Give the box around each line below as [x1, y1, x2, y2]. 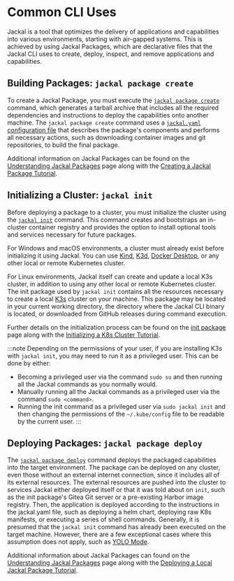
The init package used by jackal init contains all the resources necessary [7, 287, 224, 295]
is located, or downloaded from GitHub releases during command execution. [7, 309, 228, 318]
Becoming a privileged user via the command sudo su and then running [17, 372, 223, 381]
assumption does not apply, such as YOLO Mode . [7, 538, 149, 546]
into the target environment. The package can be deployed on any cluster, [7, 463, 221, 472]
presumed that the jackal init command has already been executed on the [7, 523, 226, 531]
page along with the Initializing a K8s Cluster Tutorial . [7, 330, 161, 339]
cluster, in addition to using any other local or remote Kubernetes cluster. [7, 279, 217, 288]
